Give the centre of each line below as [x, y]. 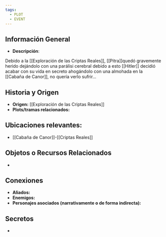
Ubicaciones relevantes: [44, 125]
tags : [11, 10]
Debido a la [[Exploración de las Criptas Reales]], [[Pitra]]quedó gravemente [83, 61]
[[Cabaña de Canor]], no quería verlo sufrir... [51, 77]
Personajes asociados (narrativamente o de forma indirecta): [77, 203]
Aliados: [21, 193]
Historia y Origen [32, 92]
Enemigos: [24, 198]
